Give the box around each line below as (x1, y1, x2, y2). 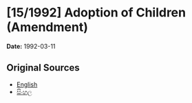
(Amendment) (6, 19, 89, 35)
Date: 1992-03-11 (6, 42, 56, 50)
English (16, 80, 38, 89)
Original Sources (6, 62, 80, 73)
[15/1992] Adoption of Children (6, 5, 186, 21)
